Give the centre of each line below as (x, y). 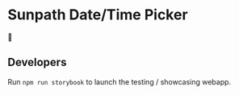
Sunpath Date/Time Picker (98, 15)
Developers (37, 62)
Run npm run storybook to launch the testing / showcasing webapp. (119, 81)
